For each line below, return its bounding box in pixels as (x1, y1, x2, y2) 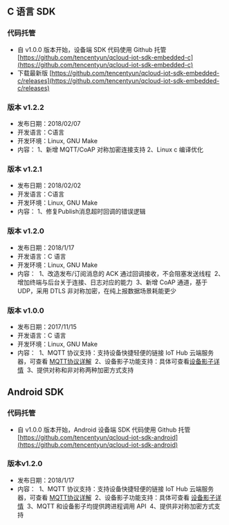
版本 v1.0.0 (7, 306, 45, 315)
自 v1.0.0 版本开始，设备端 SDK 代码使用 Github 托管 (17, 45, 167, 53)
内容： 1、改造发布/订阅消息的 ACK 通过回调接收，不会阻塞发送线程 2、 (17, 269, 225, 277)
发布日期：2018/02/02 (17, 181, 82, 190)
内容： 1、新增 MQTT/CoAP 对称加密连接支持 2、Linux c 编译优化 (17, 145, 204, 154)
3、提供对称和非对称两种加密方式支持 (26, 365, 134, 374)
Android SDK (7, 386, 64, 398)
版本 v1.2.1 (7, 164, 43, 174)
